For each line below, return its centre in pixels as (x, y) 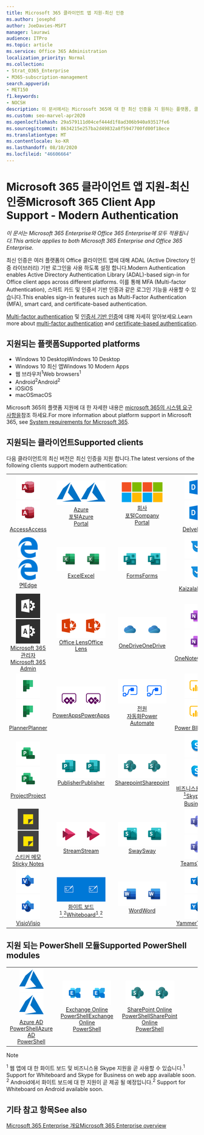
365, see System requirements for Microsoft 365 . (68, 422)
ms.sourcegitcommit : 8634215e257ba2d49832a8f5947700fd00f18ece (88, 128)
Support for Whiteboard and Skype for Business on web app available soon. (101, 1075)
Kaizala (188, 588)
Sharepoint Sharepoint (142, 783)
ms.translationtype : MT (36, 135)
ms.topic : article (29, 45)
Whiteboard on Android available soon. (55, 1089)
